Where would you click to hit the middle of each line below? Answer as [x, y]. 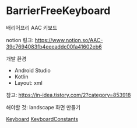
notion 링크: [20, 40]
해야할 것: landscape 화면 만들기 [43, 107]
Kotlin [21, 77]
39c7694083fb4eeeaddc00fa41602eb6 [54, 46]
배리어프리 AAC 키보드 [32, 27]
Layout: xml [28, 82]
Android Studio [32, 70]
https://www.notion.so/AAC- [69, 40]
